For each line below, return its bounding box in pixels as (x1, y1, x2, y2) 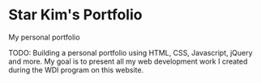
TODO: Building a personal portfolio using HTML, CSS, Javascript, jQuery (8, 48, 253, 57)
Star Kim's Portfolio (8, 6, 143, 24)
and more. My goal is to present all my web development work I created (8, 56, 248, 66)
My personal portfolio (8, 32, 80, 42)
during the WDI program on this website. (8, 64, 144, 74)
